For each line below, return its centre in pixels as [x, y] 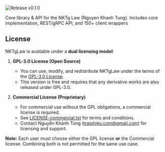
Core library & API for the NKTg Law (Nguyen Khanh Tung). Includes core [81, 18]
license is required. [40, 112]
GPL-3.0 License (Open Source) [47, 61]
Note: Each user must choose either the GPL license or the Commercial [80, 138]
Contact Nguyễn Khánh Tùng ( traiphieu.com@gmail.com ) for [83, 123]
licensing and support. [44, 128]
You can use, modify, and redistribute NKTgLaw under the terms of [90, 71]
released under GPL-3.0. [46, 87]
